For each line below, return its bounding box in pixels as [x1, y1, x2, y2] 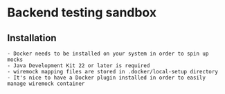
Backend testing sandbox [7, 5, 157, 21]
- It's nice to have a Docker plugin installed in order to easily [7, 74, 206, 81]
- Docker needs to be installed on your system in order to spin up [7, 50, 209, 57]
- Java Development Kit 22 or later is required [7, 62, 150, 69]
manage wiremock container [7, 80, 85, 87]
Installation [7, 32, 57, 44]
